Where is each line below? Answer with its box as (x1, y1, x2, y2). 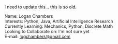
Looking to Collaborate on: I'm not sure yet (4, 29, 90, 34)
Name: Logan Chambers (4, 13, 53, 19)
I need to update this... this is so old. (4, 4, 77, 10)
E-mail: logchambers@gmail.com (4, 33, 71, 39)
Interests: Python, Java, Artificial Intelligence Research (4, 19, 113, 24)
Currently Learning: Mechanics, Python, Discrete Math (4, 23, 113, 29)
